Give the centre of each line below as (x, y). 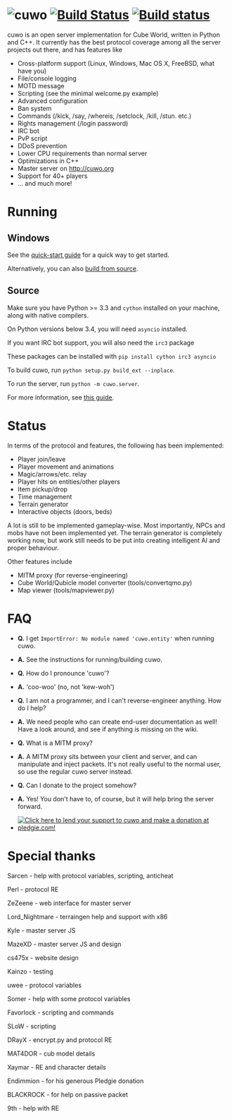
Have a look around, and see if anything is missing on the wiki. (108, 729)
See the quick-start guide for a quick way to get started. (89, 255)
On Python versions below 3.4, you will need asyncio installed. (97, 329)
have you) (32, 71)
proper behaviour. (33, 548)
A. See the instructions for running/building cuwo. (90, 659)
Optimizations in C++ (48, 161)
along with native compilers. (48, 315)
